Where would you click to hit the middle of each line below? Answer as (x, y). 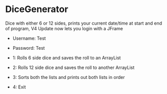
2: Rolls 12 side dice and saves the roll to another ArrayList (73, 67)
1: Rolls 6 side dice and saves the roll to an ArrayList (67, 58)
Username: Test (29, 38)
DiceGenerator (37, 9)
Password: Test (29, 48)
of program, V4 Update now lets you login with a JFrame (64, 28)
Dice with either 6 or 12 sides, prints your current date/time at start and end (84, 23)
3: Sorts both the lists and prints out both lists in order (69, 77)
